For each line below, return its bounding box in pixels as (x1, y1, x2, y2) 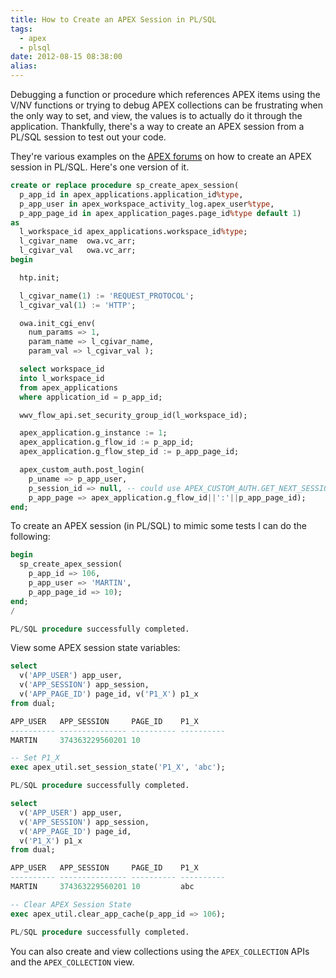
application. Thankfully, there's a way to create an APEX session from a (10, 121, 305, 132)
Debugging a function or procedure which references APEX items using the (10, 89, 321, 100)
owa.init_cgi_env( (19, 318, 97, 328)
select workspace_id (19, 364, 105, 374)
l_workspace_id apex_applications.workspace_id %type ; (19, 227, 248, 237)
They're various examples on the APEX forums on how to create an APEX (10, 151, 312, 162)
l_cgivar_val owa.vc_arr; (19, 246, 137, 256)
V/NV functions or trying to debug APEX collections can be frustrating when (10, 99, 323, 111)
